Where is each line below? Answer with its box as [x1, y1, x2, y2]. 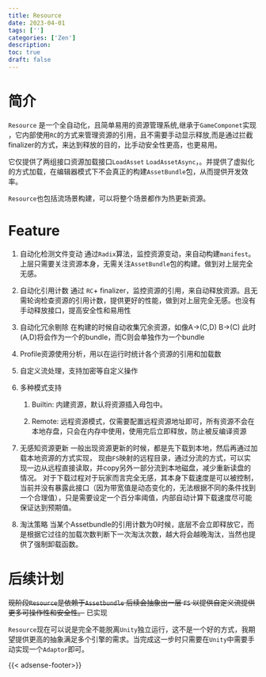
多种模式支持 [19, 382, 62, 392]
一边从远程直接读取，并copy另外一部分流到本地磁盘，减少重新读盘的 [26, 463, 252, 472]
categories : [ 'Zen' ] [8, 33, 77, 42]
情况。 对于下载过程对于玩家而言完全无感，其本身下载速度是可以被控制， [19, 472, 258, 482]
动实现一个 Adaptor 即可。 [8, 644, 89, 654]
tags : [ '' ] [8, 26, 44, 34]
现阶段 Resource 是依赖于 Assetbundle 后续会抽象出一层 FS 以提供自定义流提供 [8, 598, 256, 607]
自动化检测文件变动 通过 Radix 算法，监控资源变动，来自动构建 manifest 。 [19, 249, 256, 258]
